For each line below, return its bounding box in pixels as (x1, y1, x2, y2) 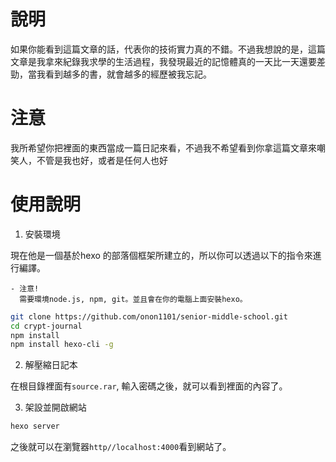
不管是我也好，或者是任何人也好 (36, 154, 168, 166)
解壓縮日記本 (24, 359, 78, 371)
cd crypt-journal (10, 321, 83, 331)
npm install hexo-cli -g (10, 340, 114, 350)
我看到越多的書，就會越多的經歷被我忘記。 (36, 68, 212, 80)
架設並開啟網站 (24, 401, 87, 414)
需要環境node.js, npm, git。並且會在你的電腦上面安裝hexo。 (19, 294, 248, 304)
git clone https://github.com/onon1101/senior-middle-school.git (10, 311, 288, 322)
